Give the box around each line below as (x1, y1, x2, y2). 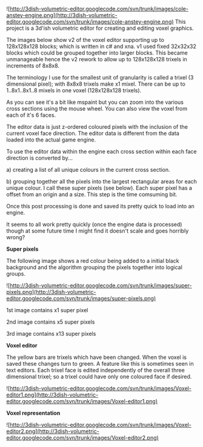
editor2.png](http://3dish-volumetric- (6, 428, 100, 435)
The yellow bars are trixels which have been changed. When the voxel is (6, 353, 187, 361)
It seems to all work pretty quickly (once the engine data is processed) (6, 221, 182, 228)
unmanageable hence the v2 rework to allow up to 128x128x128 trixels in (6, 56, 188, 63)
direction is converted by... (6, 154, 73, 162)
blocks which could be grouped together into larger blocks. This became (6, 49, 188, 56)
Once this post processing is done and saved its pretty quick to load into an (6, 203, 195, 210)
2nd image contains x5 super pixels (6, 318, 95, 326)
